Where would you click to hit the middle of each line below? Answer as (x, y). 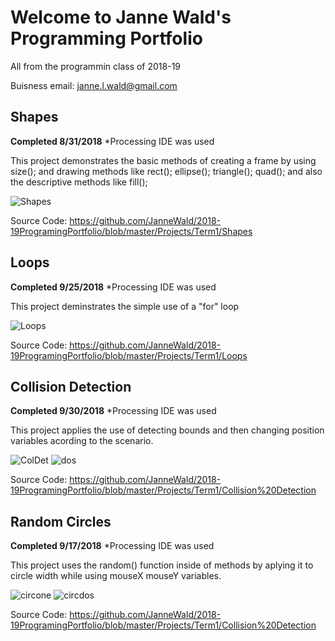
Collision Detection (71, 386)
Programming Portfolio (106, 38)
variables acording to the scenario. (82, 441)
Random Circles (61, 521)
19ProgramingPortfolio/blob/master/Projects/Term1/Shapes (131, 231)
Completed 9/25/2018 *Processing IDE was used (113, 287)
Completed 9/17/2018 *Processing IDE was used (112, 546)
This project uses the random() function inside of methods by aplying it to (162, 565)
